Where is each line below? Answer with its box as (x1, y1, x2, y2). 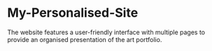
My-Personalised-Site (7, 5, 139, 21)
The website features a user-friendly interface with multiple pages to (7, 28, 206, 36)
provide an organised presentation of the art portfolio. (7, 35, 162, 43)
